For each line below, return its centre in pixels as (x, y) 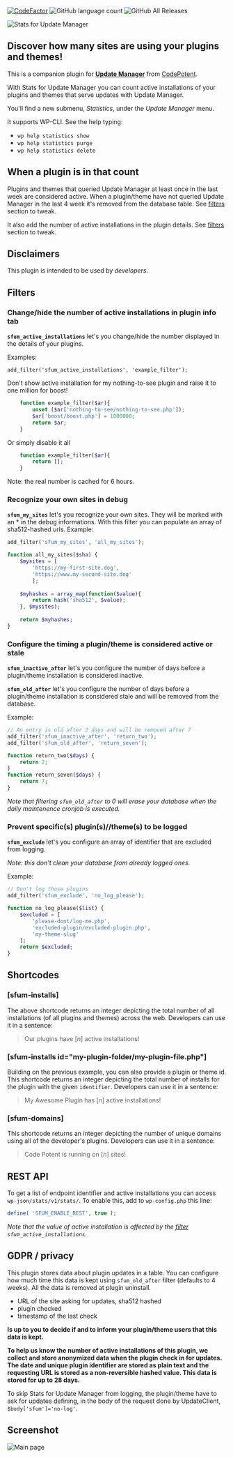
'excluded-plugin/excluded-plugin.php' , (91, 927)
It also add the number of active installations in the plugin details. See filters (116, 225)
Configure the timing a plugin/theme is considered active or (110, 644)
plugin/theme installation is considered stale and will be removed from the (113, 697)
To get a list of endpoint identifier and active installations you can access (112, 1193)
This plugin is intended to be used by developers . (78, 271)
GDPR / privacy (41, 1256)
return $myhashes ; (46, 620)
